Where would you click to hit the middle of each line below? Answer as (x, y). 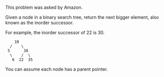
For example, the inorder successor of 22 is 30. (55, 32)
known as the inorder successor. (39, 23)
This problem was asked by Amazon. (44, 7)
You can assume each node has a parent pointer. (57, 69)
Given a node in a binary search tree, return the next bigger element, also (82, 17)
